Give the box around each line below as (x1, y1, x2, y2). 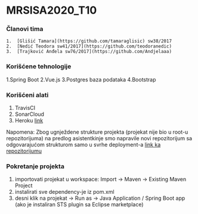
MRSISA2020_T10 (6, 4, 97, 17)
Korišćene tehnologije (6, 62, 72, 71)
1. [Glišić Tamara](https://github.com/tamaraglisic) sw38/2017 (6, 38, 172, 45)
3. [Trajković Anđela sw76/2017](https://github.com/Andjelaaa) (6, 49, 172, 55)
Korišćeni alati (6, 90, 49, 99)
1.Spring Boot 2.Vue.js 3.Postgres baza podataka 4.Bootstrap (6, 75, 156, 83)
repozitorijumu (6, 147, 42, 155)
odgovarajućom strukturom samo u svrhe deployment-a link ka (6, 141, 161, 149)
